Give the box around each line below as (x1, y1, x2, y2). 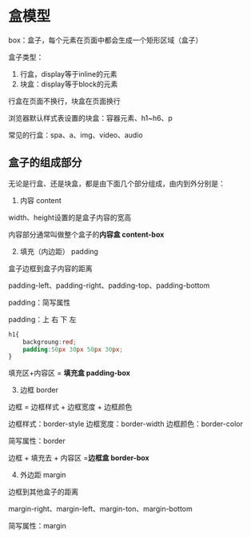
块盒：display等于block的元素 (19, 79, 118, 89)
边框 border (19, 385, 58, 395)
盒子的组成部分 (8, 156, 82, 169)
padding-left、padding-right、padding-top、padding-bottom (8, 281, 210, 290)
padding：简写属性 (8, 297, 70, 307)
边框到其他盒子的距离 (8, 487, 78, 496)
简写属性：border (8, 436, 66, 446)
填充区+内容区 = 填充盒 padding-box (8, 369, 130, 378)
